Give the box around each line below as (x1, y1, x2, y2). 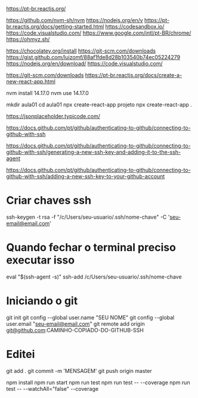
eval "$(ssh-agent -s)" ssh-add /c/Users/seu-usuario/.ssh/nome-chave (6, 273, 182, 280)
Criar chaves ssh (6, 194, 91, 207)
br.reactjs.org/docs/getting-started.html (6, 23, 104, 30)
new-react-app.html (6, 78, 55, 85)
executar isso (6, 253, 75, 267)
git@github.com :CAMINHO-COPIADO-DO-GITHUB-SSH (6, 326, 144, 333)
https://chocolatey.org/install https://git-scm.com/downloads (6, 47, 156, 54)
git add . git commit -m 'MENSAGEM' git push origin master (6, 367, 152, 374)
